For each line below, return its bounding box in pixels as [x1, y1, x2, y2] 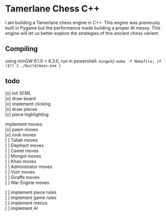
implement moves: [5, 121, 43, 127]
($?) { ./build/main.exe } [5, 63, 61, 68]
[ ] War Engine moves [5, 179, 49, 185]
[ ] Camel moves [5, 147, 39, 153]
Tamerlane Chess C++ [5, 3, 100, 14]
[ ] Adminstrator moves [5, 163, 52, 169]
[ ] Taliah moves [5, 137, 38, 143]
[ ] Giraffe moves [5, 174, 40, 180]
